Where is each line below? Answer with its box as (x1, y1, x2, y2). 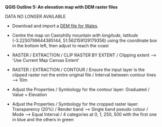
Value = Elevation (12, 92, 47, 97)
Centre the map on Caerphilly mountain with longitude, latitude (12, 33, 139, 38)
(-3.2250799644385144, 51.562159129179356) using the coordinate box (12, 37, 157, 43)
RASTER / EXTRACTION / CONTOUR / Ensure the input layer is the (12, 67, 145, 73)
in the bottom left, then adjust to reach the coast (12, 43, 109, 48)
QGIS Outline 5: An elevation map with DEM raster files (5, 4, 118, 10)
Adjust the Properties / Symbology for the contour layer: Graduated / (12, 87, 150, 92)
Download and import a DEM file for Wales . (12, 23, 99, 29)
